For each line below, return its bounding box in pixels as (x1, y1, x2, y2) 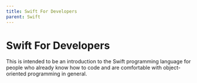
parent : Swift (6, 14, 41, 20)
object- (163, 64, 181, 71)
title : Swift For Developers (6, 8, 77, 15)
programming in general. (27, 70, 87, 77)
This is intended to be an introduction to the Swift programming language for (6, 58, 191, 65)
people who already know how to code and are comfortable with (6, 64, 162, 71)
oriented (6, 70, 26, 77)
